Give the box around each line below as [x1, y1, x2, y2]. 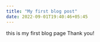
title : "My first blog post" [6, 8, 78, 14]
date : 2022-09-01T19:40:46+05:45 [6, 14, 88, 20]
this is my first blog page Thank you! [6, 29, 95, 36]
